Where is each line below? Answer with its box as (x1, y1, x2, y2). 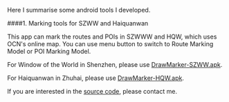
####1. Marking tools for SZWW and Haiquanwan (7, 19, 149, 27)
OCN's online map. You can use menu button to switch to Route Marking (7, 40, 214, 48)
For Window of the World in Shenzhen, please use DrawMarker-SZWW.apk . (7, 61, 223, 68)
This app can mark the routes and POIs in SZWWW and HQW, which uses (7, 32, 217, 41)
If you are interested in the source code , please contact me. (7, 88, 178, 95)
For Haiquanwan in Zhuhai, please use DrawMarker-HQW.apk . (7, 74, 185, 82)
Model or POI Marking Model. (7, 48, 91, 55)
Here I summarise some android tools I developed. (7, 6, 151, 14)
